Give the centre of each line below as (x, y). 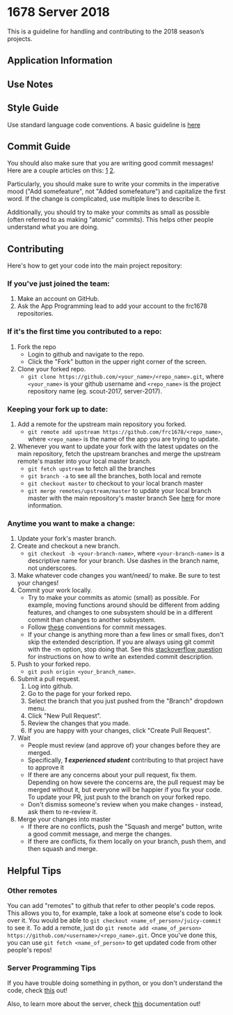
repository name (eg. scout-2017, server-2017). (95, 391)
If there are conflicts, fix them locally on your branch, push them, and (127, 841)
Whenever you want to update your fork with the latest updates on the (118, 446)
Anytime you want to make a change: (71, 523)
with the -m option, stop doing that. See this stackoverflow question (125, 649)
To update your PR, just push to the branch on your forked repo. (119, 797)
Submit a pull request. (49, 679)
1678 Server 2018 (58, 12)
